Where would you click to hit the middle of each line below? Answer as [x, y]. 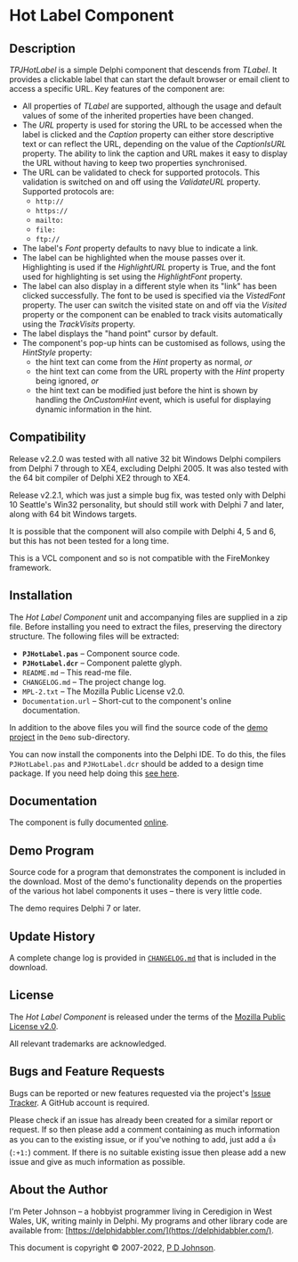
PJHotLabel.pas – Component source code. [101, 653]
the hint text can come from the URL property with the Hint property [160, 371]
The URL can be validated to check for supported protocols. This [141, 172]
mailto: [49, 220]
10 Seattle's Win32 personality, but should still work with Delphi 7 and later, [147, 504]
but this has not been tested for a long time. [89, 540]
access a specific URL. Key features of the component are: [117, 89]
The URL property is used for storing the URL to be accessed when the [152, 125]
